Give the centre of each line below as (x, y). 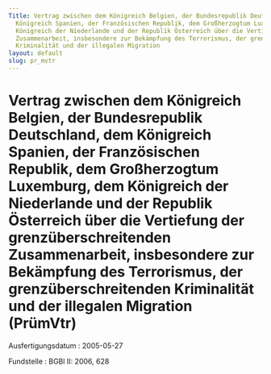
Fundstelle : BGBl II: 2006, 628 (59, 361)
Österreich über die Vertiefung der (126, 220)
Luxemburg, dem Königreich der (119, 187)
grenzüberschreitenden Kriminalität (131, 289)
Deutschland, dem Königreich (110, 135)
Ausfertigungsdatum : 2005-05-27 (66, 345)
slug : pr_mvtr (32, 61)
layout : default (35, 53)
